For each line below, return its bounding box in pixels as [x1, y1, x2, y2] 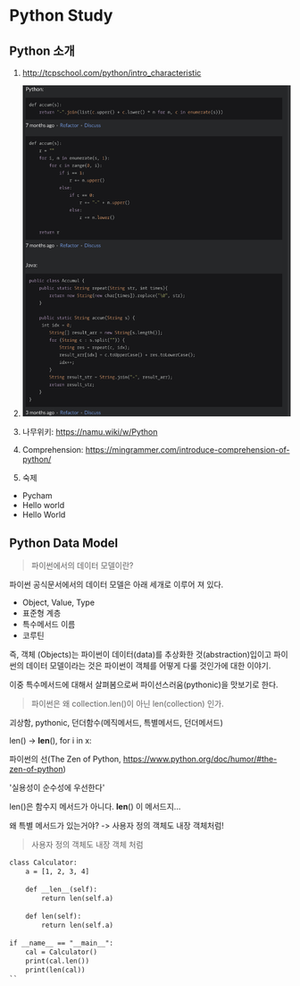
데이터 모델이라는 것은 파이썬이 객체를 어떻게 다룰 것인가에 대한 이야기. [25, 660, 271, 671]
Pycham [21, 490, 53, 501]
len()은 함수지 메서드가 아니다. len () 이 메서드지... [9, 802, 181, 812]
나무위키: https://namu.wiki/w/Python [21, 427, 158, 438]
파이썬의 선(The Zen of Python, [9, 753, 122, 765]
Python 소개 [9, 43, 75, 58]
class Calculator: [9, 858, 78, 868]
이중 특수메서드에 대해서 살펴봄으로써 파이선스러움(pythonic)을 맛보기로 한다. [9, 679, 279, 690]
